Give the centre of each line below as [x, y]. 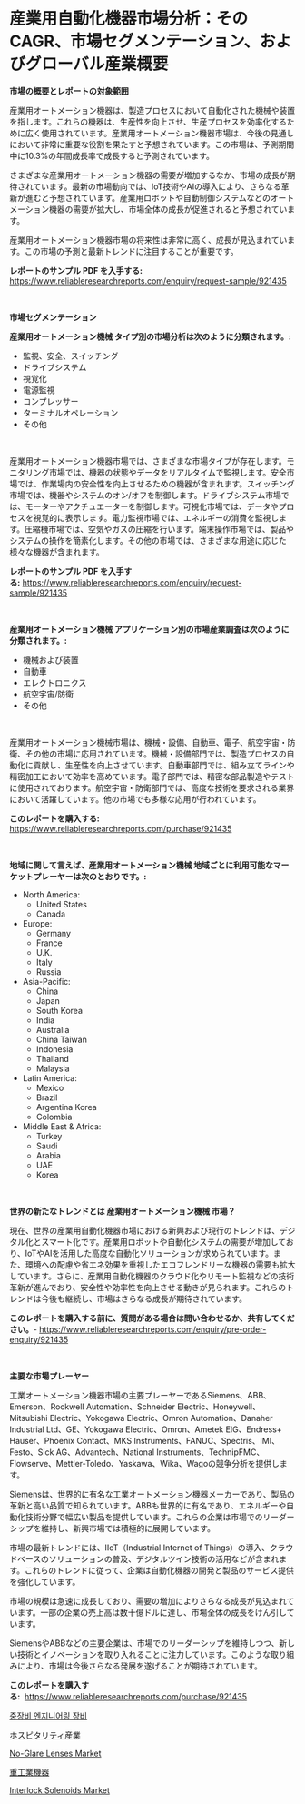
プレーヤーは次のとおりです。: [90, 876]
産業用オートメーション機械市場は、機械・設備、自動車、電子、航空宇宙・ [148, 742]
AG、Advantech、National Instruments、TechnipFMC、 [160, 1452]
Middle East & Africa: [62, 1126]
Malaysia [53, 1068]
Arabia [49, 1155]
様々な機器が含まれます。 [57, 552]
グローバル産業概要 [97, 64]
